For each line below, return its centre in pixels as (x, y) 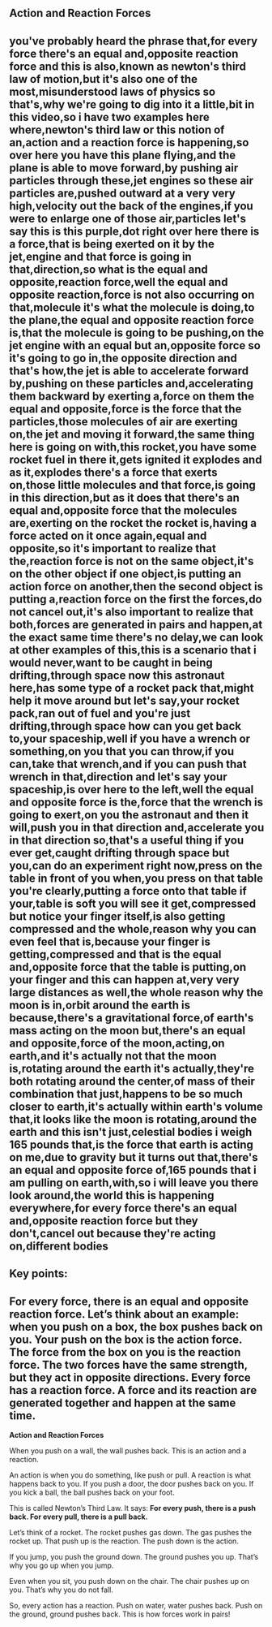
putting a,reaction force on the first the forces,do (136, 599)
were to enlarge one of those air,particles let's (127, 218)
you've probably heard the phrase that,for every (134, 41)
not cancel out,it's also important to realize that (132, 612)
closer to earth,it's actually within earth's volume (136, 1106)
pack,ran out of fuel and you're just (100, 713)
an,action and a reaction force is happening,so (129, 142)
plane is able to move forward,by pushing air (124, 168)
